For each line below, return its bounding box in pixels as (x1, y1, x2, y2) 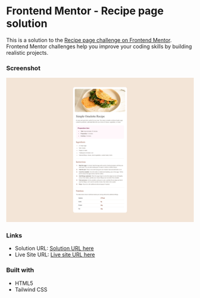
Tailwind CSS (14, 286, 48, 293)
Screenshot (6, 64, 40, 72)
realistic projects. (6, 49, 49, 56)
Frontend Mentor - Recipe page (6, 4, 164, 18)
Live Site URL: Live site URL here (14, 251, 95, 258)
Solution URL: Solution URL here (14, 245, 94, 252)
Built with (6, 266, 35, 274)
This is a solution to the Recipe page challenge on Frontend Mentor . (6, 36, 172, 43)
